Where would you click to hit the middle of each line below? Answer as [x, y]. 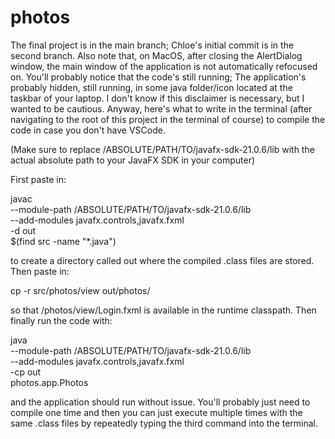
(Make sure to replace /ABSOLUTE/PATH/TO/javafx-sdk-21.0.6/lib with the [162, 149]
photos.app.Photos [49, 382]
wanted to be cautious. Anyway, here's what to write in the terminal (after [161, 108]
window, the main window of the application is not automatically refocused [164, 66]
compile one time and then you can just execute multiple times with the [156, 412]
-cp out [26, 372]
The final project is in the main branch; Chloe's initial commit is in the [152, 45]
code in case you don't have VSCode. [88, 130]
